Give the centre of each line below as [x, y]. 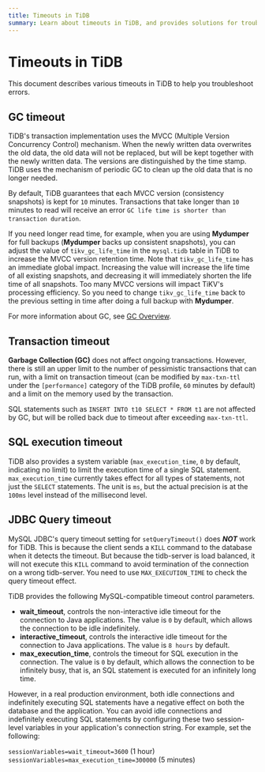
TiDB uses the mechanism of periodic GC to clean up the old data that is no [131, 170]
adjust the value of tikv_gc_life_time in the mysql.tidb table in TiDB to [124, 250]
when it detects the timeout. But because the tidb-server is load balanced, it [132, 555]
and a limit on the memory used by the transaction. [91, 394]
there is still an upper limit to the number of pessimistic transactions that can [132, 369]
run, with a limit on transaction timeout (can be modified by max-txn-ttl [124, 377]
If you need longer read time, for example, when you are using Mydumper [129, 234]
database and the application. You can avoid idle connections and [115, 710]
